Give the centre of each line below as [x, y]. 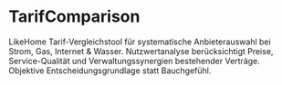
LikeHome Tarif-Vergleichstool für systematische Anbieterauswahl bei [140, 42]
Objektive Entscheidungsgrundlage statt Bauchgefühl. [110, 71]
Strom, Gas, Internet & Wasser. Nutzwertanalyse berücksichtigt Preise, [141, 51]
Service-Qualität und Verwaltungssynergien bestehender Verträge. [135, 61]
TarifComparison [74, 17]
